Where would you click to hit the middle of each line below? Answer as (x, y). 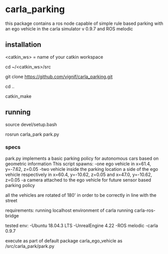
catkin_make (18, 96)
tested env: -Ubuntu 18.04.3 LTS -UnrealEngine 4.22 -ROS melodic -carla (82, 225)
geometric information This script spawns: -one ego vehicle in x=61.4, (78, 164)
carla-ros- (145, 210)
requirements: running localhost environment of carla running (69, 210)
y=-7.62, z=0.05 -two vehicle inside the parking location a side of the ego (82, 169)
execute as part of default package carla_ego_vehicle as (64, 241)
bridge (12, 215)
